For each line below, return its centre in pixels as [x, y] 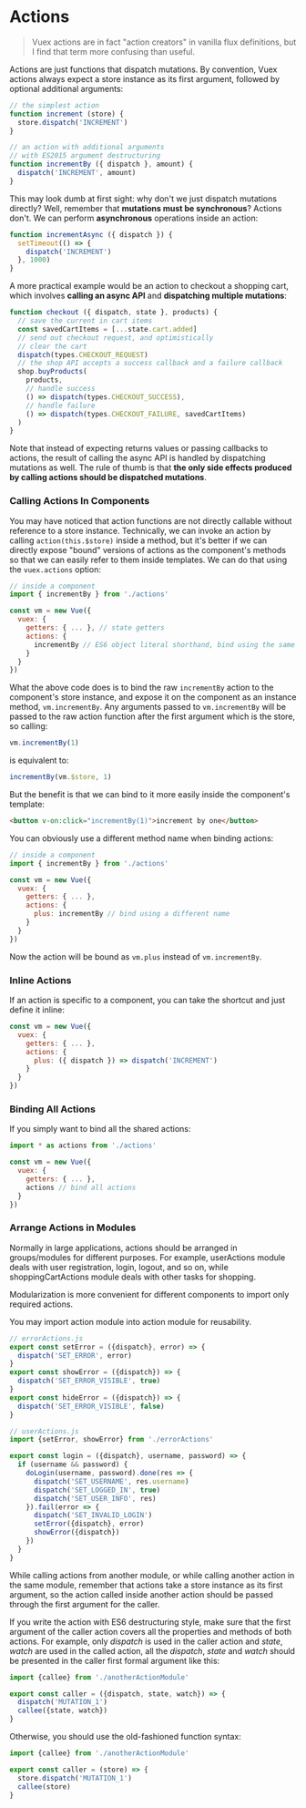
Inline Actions [41, 980]
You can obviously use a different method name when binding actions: [142, 838]
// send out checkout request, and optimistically [116, 338]
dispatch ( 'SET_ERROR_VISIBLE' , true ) [89, 1381]
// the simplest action [55, 105]
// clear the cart [53, 346]
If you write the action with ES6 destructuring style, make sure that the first [150, 1622]
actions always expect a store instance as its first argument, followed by [145, 78]
